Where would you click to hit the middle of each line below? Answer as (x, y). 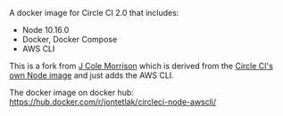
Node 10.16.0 (46, 30)
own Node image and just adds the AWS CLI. (92, 75)
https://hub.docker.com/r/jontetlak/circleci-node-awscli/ (113, 102)
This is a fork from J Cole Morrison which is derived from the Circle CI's (141, 66)
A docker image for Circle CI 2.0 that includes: (94, 13)
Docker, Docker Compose (70, 39)
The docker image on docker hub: (71, 93)
